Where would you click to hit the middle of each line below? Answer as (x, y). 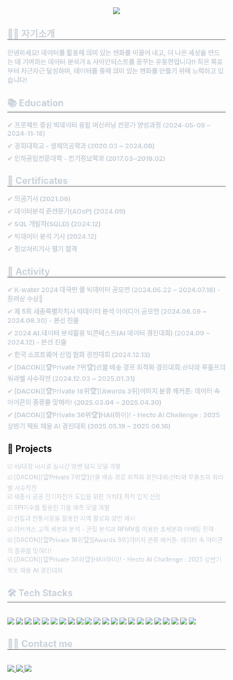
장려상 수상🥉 (25, 299)
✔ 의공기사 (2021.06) (39, 199)
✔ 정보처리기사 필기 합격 (42, 249)
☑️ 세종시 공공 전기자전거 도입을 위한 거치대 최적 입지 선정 (84, 497)
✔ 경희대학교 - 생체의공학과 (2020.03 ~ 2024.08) (81, 146)
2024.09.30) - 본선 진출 (43, 321)
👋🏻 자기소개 (31, 34)
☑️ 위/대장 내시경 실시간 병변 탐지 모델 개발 (64, 467)
